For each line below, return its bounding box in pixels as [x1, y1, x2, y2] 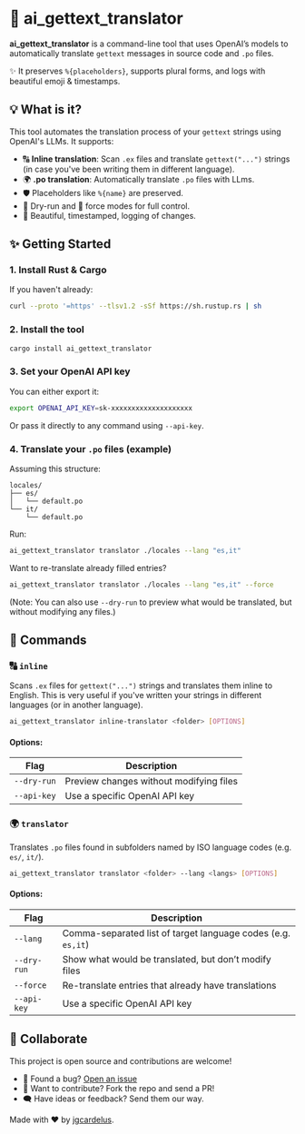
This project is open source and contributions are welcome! [9, 1055, 232, 1066]
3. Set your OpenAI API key [9, 365, 131, 378]
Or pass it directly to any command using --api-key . [9, 419, 204, 430]
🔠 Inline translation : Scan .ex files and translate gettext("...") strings [22, 153, 290, 164]
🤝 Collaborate [9, 1031, 88, 1047]
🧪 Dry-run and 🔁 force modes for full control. [22, 200, 191, 212]
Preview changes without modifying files [64, 775, 239, 788]
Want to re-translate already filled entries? [9, 562, 167, 573]
